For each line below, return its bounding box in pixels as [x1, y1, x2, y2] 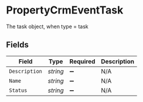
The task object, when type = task [6, 23, 89, 30]
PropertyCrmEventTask [6, 4, 124, 17]
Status [9, 87, 28, 94]
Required [69, 57, 96, 65]
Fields [6, 40, 29, 50]
